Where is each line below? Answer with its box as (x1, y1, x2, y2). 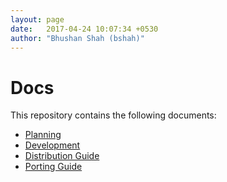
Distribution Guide (24, 150, 100, 162)
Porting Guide (24, 161, 83, 173)
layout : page (10, 14, 65, 25)
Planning (24, 129, 62, 141)
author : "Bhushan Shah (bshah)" (10, 33, 145, 43)
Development (24, 139, 81, 151)
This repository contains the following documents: (10, 109, 217, 121)
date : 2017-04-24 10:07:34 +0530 (10, 24, 159, 34)
